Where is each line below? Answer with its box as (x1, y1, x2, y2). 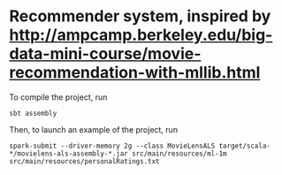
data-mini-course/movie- (9, 44, 202, 64)
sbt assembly (9, 109, 57, 118)
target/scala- (218, 141, 271, 150)
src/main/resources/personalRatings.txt (9, 156, 161, 165)
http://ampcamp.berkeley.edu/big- (9, 25, 273, 45)
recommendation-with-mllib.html (9, 63, 261, 83)
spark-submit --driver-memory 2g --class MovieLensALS (9, 141, 216, 150)
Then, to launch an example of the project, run (9, 124, 179, 134)
